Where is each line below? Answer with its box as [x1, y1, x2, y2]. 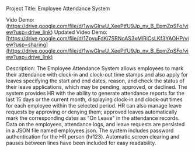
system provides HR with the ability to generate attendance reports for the [6, 90, 185, 96]
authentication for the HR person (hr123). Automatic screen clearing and [6, 133, 180, 140]
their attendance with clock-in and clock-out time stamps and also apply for [6, 71, 189, 78]
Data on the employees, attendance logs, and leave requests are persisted [6, 121, 185, 127]
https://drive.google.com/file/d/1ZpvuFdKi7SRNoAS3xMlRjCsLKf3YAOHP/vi [8, 35, 189, 42]
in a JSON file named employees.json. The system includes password [6, 127, 174, 134]
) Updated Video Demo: [50, 29, 108, 36]
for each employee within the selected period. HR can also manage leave [6, 102, 182, 109]
